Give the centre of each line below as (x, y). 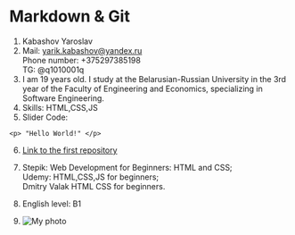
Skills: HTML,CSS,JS (60, 107)
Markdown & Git (70, 17)
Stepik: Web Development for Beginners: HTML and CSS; (127, 167)
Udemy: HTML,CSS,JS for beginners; (90, 177)
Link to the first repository (70, 150)
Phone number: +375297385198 (81, 60)
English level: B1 (52, 204)
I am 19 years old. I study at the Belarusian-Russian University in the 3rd (154, 79)
